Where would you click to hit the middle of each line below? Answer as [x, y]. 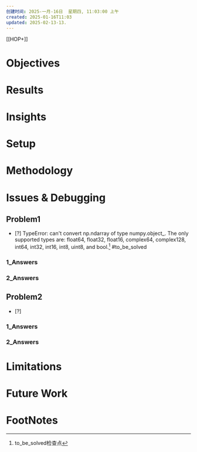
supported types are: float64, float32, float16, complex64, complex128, [100, 240]
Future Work [37, 393]
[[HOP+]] [17, 39]
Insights [26, 117]
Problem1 [23, 219]
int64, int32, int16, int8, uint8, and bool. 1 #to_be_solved [81, 246]
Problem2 [24, 297]
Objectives [33, 63]
